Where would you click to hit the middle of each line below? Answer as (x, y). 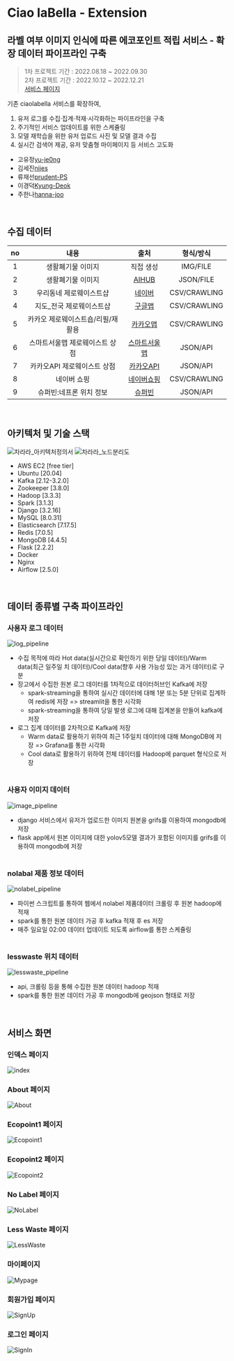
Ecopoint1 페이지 (35, 1125)
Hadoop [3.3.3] (39, 495)
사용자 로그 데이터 (36, 628)
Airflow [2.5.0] (38, 569)
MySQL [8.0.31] (39, 517)
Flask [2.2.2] (36, 547)
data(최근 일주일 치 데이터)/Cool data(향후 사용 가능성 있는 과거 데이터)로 (117, 667)
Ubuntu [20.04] (39, 473)
